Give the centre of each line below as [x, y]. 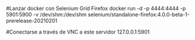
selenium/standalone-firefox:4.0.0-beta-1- [138, 14]
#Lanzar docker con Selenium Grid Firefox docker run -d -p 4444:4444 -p [96, 8]
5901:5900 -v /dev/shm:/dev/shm [46, 14]
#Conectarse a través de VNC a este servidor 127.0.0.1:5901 [78, 32]
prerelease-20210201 [32, 21]
